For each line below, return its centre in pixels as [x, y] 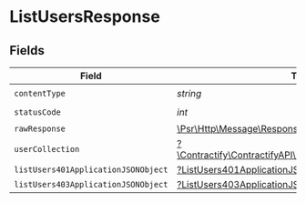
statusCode [37, 112]
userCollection [47, 149]
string [189, 93]
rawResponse [40, 129]
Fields [27, 51]
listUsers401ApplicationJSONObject [91, 170]
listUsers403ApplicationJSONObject [91, 184]
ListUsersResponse [85, 17]
